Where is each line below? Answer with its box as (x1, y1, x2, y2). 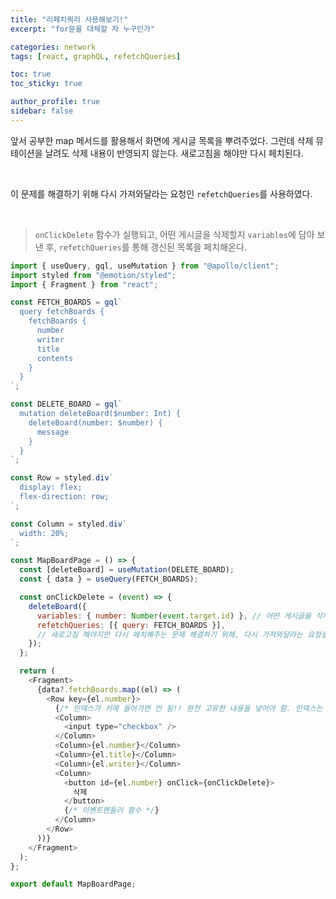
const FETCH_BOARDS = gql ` (10, 297, 123, 308)
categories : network (10, 42, 97, 52)
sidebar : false (10, 106, 74, 116)
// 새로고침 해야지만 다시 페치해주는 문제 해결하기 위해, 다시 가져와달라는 (36, 629, 303, 640)
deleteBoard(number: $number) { (28, 417, 163, 428)
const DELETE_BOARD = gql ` (10, 399, 123, 410)
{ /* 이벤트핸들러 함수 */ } (63, 806, 160, 816)
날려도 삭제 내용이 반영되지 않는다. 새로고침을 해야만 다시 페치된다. (44, 147, 304, 159)
